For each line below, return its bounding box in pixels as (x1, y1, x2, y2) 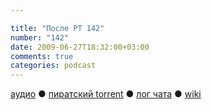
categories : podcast (10, 61, 97, 71)
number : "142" (10, 32, 70, 43)
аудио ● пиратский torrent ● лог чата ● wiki (10, 88, 202, 100)
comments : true (10, 51, 74, 61)
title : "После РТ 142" (10, 23, 105, 33)
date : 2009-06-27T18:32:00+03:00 (10, 42, 150, 52)
